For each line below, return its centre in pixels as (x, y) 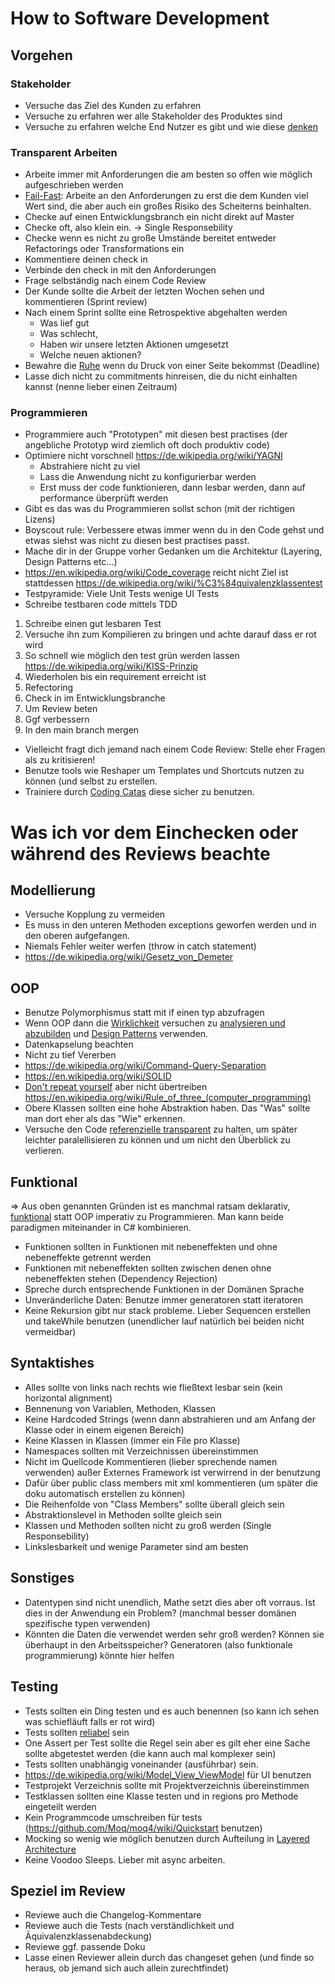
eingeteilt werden (60, 1806)
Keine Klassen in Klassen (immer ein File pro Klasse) (132, 1440)
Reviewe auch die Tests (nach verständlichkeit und (129, 1926)
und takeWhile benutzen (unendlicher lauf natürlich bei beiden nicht (164, 1321)
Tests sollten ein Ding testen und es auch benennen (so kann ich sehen (172, 1711)
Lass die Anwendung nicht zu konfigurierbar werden (148, 477)
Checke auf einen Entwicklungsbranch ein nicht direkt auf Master (159, 217)
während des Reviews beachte (140, 853)
